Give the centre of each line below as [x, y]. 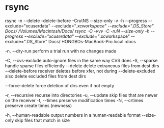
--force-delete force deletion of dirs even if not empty [60, 85]
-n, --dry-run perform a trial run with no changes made [61, 51]
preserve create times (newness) [39, 105]
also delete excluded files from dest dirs [46, 76]
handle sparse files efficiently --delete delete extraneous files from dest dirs [82, 66]
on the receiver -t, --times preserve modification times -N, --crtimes [74, 100]
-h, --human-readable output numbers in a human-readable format [73, 115]
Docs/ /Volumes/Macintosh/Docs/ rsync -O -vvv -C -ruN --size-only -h [77, 31]
